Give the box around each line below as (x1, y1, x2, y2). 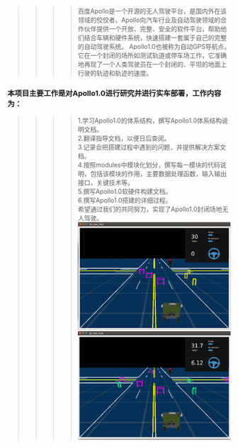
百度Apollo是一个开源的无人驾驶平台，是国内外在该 (77, 7, 227, 15)
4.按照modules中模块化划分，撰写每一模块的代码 (77, 161, 221, 169)
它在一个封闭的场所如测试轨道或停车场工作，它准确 (77, 51, 227, 60)
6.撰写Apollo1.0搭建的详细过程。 (77, 196, 172, 205)
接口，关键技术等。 (77, 179, 135, 187)
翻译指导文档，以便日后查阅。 (83, 134, 171, 142)
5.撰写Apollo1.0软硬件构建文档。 (77, 187, 172, 196)
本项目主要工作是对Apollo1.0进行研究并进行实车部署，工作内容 (7, 88, 222, 98)
